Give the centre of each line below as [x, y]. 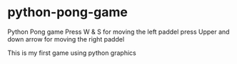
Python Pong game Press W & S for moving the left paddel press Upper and [118, 32]
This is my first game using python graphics [72, 53]
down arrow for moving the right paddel [66, 39]
